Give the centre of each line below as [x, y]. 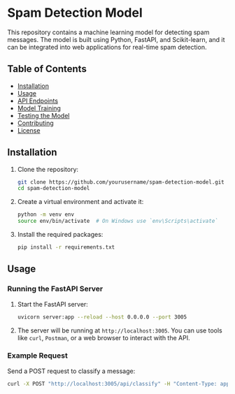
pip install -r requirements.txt [66, 247]
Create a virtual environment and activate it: [80, 202]
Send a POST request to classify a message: [71, 371]
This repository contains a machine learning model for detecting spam [108, 32]
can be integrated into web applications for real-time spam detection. [107, 47]
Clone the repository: [48, 169]
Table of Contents [47, 69]
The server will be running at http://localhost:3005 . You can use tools [120, 330]
